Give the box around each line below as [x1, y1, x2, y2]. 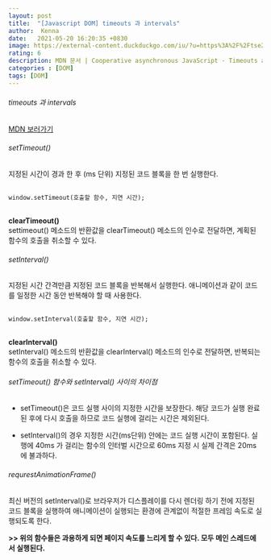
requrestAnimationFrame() [8, 470, 97, 479]
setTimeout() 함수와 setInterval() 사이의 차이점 [8, 376, 158, 387]
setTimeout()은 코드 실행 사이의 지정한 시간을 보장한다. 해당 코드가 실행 [19, 404, 246, 413]
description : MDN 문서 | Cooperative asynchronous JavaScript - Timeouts [8, 57, 258, 65]
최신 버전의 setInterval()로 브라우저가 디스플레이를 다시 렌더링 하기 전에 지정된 [8, 496, 256, 505]
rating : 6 [8, 49, 42, 57]
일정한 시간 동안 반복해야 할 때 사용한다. [16, 291, 142, 301]
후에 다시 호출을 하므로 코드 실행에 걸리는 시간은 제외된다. [28, 413, 210, 423]
